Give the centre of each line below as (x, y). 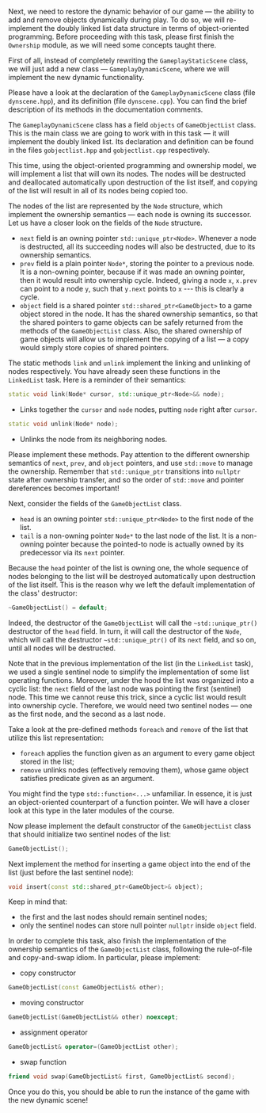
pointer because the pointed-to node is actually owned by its (144, 544)
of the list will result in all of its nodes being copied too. (98, 191)
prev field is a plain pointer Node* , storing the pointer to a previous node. (137, 263)
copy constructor (48, 973)
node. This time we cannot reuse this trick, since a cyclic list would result (127, 697)
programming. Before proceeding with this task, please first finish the (122, 36)
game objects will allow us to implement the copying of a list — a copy (134, 339)
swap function (43, 1062)
